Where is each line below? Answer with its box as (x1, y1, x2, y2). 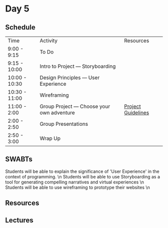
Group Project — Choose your (39, 103, 110, 110)
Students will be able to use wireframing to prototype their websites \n (5, 184, 150, 190)
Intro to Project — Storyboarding (39, 63, 116, 70)
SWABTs (5, 155, 32, 163)
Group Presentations (39, 121, 88, 127)
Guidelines (124, 109, 149, 116)
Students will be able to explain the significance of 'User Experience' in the (5, 168, 160, 174)
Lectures (5, 216, 33, 224)
